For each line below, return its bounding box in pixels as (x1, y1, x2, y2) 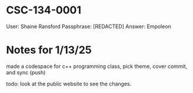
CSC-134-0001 (6, 4, 81, 17)
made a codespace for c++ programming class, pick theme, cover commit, (6, 63, 188, 70)
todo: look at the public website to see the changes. (6, 80, 132, 87)
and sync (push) (6, 68, 46, 76)
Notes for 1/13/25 (6, 43, 92, 57)
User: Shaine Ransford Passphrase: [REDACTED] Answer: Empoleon (6, 23, 172, 30)
